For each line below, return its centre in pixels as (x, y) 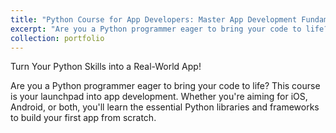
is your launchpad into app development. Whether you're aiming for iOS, (159, 97)
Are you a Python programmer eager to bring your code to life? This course (165, 86)
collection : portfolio (57, 38)
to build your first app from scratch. (83, 118)
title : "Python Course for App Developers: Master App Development (154, 19)
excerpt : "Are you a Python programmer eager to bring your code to (156, 29)
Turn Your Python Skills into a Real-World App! (106, 67)
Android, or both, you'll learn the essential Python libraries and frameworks (165, 107)
